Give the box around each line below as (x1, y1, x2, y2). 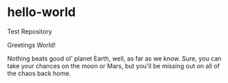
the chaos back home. (7, 69, 72, 77)
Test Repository (7, 27, 52, 36)
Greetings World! (7, 40, 56, 49)
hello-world (7, 4, 76, 20)
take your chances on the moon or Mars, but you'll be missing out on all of (7, 61, 220, 70)
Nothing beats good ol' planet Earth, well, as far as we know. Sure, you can (7, 54, 222, 63)
